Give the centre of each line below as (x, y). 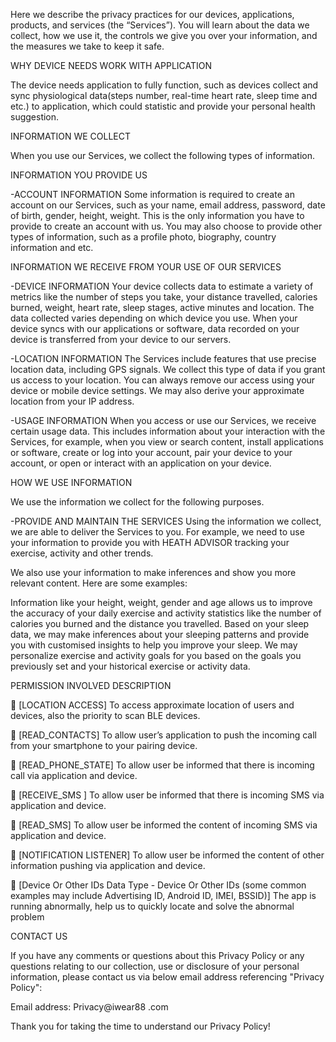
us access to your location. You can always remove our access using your (163, 380)
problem (27, 917)
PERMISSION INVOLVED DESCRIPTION (91, 685)
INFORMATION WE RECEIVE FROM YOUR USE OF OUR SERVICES (146, 267)
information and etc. (52, 247)
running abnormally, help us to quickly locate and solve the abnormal (152, 906)
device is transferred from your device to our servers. (121, 339)
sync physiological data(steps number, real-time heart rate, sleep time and (164, 95)
